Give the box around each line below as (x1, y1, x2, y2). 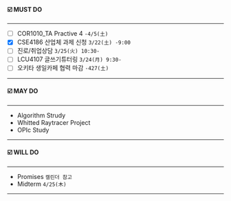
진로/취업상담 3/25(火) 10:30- (16, 47, 100, 55)
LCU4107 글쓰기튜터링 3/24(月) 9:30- (16, 55, 122, 64)
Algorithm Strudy (16, 111, 66, 119)
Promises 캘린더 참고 (16, 172, 72, 180)
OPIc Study (16, 126, 49, 134)
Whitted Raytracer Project (16, 118, 91, 126)
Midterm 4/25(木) (16, 180, 67, 188)
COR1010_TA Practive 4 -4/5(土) (16, 29, 109, 38)
